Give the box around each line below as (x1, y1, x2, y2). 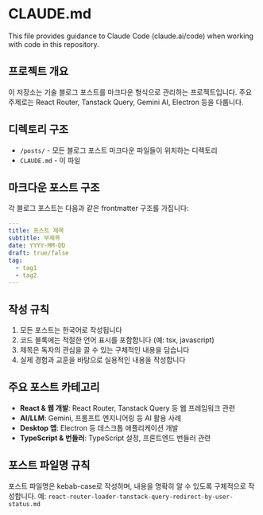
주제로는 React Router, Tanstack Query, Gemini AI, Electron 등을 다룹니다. (8, 97, 244, 107)
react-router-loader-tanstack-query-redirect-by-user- (48, 493, 234, 501)
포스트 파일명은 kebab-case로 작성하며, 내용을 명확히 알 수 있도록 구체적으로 (8, 481, 246, 490)
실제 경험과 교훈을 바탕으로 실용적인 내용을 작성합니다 (19, 355, 186, 365)
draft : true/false (8, 248, 69, 257)
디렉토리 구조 (8, 123, 69, 136)
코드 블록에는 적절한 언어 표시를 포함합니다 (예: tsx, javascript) (19, 335, 215, 345)
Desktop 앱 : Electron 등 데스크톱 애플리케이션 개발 (19, 423, 179, 432)
